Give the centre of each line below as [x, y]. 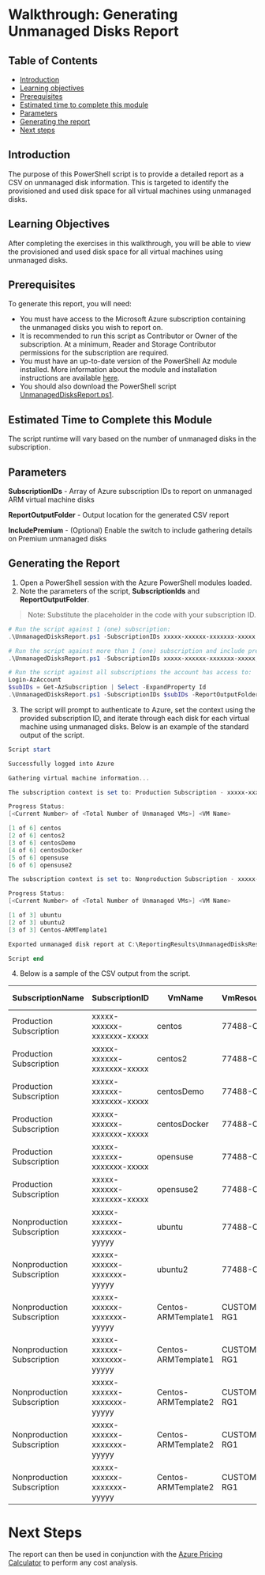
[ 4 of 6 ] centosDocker [45, 850]
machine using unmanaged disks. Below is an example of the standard [134, 727]
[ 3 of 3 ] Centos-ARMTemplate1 [58, 930]
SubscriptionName [48, 998]
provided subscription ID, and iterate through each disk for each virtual [134, 718]
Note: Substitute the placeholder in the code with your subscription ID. [142, 614]
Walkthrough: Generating [93, 15]
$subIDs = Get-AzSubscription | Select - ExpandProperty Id [107, 687]
